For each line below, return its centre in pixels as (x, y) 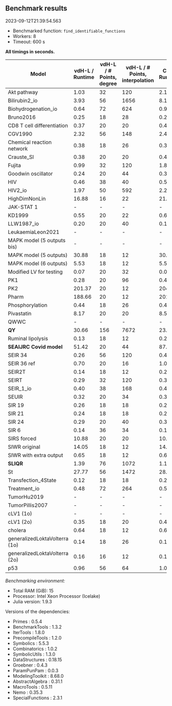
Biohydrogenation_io (33, 109)
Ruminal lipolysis (28, 338)
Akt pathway (23, 92)
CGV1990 (20, 134)
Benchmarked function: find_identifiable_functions (69, 31)
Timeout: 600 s (29, 42)
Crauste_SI (21, 157)
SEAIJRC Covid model (35, 347)
